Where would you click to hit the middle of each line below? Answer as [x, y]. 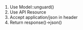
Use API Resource [28, 12]
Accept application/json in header [44, 17]
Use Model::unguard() [32, 7]
